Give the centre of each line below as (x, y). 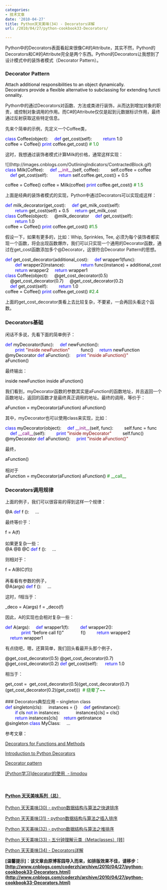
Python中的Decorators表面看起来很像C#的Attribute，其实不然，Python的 (80, 48)
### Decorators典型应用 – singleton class (48, 702)
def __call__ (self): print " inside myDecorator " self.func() (77, 433)
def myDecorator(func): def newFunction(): (52, 344)
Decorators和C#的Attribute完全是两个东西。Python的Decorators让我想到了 (82, 54)
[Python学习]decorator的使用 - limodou (46, 774)
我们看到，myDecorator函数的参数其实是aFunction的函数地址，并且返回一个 (83, 391)
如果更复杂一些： (23, 544)
